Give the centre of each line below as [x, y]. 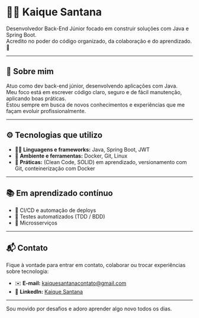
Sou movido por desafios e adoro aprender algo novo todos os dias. [89, 309]
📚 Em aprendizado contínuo [60, 193]
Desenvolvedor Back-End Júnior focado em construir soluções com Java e [98, 28]
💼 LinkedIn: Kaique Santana [49, 292]
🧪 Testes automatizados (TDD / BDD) [60, 217]
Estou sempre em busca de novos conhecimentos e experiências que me [96, 105]
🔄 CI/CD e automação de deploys [55, 210]
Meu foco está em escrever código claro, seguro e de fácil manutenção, [94, 92]
